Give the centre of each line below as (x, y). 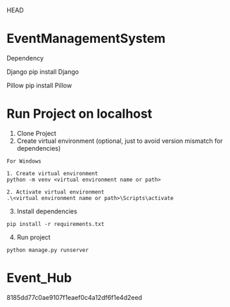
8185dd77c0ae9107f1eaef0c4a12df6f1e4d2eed (74, 297)
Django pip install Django (43, 71)
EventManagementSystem (86, 39)
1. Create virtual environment (52, 173)
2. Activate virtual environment (56, 192)
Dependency (25, 58)
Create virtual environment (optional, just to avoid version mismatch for (120, 141)
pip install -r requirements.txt (56, 224)
